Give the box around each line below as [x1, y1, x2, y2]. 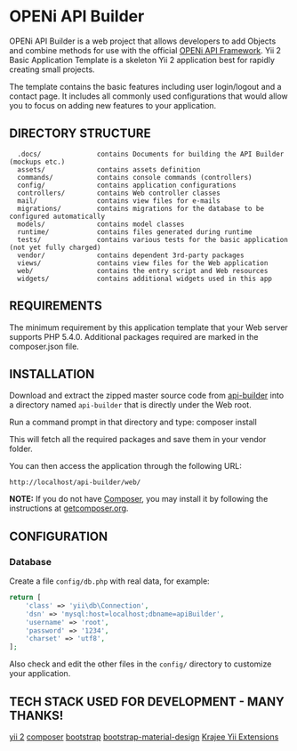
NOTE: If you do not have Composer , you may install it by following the [9, 494, 269, 505]
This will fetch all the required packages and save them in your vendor [9, 434, 267, 445]
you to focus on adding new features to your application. [9, 100, 217, 110]
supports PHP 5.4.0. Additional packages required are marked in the [9, 331, 259, 342]
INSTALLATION [9, 367, 95, 382]
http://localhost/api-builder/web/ [9, 478, 141, 487]
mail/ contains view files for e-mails [17, 196, 221, 206]
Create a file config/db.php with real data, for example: [9, 576, 211, 586]
